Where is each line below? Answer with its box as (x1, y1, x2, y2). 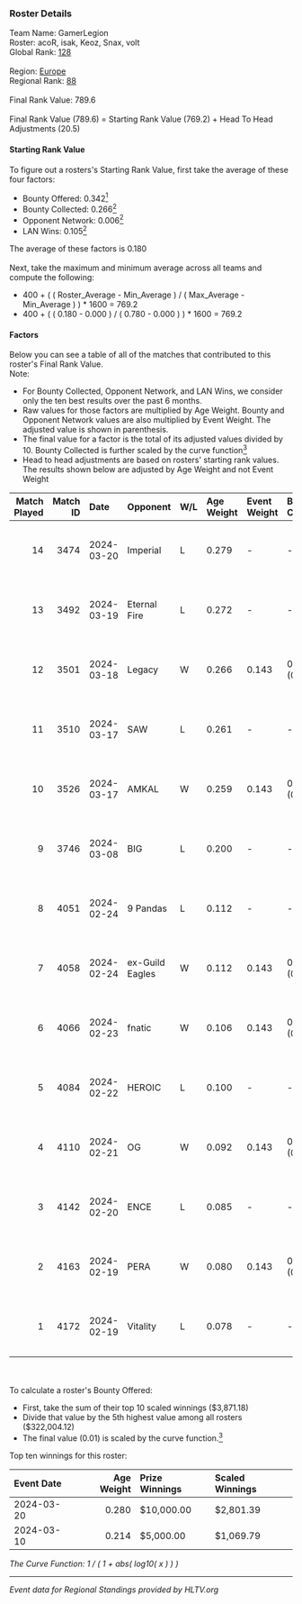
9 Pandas (127, 902, 168, 915)
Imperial (127, 543, 162, 556)
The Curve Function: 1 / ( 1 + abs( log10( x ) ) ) (9, 1558, 179, 1569)
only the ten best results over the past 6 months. (22, 396, 202, 406)
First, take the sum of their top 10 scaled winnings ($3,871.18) (22, 1402, 249, 1413)
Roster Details (9, 7, 73, 20)
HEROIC (127, 1080, 162, 1093)
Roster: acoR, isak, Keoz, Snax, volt (9, 37, 140, 48)
